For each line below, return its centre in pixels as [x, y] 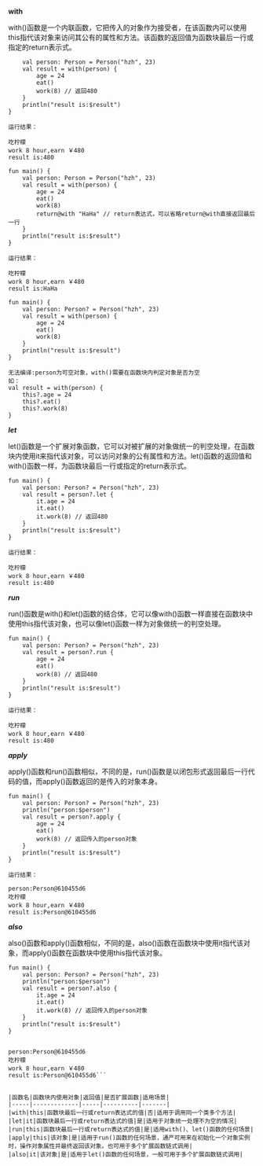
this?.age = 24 [47, 395]
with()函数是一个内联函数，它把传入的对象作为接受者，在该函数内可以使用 [128, 28]
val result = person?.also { [70, 988]
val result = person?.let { [68, 495]
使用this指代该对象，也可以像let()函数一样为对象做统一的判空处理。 [117, 623]
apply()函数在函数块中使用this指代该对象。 [98, 953]
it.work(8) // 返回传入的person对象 [92, 1010]
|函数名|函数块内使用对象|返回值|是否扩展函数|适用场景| [89, 1098]
